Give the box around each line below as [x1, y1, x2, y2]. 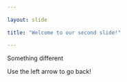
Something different [7, 54, 64, 62]
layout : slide [7, 16, 48, 23]
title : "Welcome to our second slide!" [7, 29, 122, 36]
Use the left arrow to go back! [7, 68, 91, 76]
